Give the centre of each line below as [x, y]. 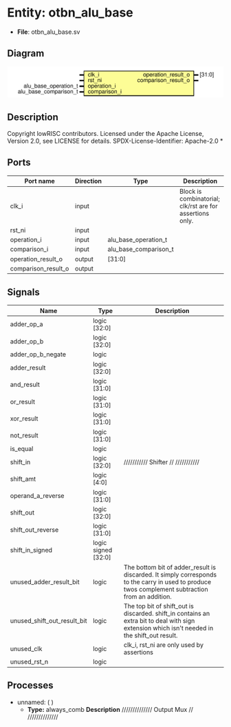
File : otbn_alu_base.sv [48, 32]
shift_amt [23, 479]
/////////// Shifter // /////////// [161, 462]
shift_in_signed [31, 550]
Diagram [26, 53]
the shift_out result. [151, 635]
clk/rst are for [199, 206]
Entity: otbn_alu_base [70, 13]
